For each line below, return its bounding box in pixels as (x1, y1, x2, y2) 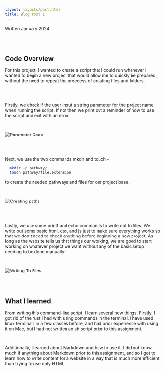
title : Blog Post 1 (5, 12, 45, 17)
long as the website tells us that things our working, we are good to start (5, 238, 152, 244)
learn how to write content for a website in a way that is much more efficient (5, 355, 160, 361)
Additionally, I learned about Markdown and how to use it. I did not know (5, 344, 152, 350)
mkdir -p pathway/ (9, 166, 48, 170)
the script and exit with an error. (5, 113, 70, 119)
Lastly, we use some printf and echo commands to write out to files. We (5, 223, 151, 229)
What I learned (5, 297, 51, 305)
